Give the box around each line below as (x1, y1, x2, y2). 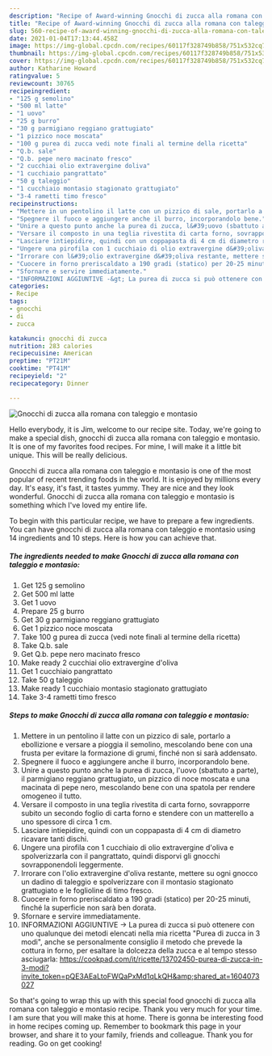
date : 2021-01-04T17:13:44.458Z (9, 34, 118, 43)
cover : (9, 57, 31, 65)
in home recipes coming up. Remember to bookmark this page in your (9, 1021, 241, 1031)
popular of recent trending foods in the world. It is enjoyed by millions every (9, 474, 262, 484)
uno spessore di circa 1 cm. (20, 817, 112, 827)
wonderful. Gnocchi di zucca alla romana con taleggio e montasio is (9, 491, 235, 501)
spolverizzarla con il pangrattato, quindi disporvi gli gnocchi (20, 851, 220, 860)
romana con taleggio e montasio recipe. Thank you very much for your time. (9, 1003, 262, 1014)
